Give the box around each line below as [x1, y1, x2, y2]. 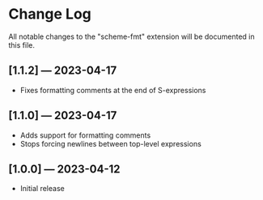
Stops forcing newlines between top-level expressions [19, 138, 202, 148]
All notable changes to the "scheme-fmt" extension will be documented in [8, 32, 255, 41]
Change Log [8, 5, 91, 23]
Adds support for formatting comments [19, 130, 151, 140]
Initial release [19, 184, 65, 194]
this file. [8, 40, 35, 49]
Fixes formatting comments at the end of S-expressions [19, 85, 206, 95]
